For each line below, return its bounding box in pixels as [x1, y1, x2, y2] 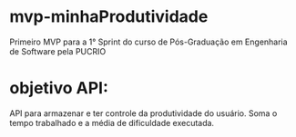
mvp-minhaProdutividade [9, 6, 209, 27]
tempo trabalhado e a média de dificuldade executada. [9, 117, 215, 128]
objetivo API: [9, 78, 109, 99]
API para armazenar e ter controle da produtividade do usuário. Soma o [9, 107, 278, 119]
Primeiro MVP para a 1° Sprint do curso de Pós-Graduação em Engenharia [9, 36, 289, 47]
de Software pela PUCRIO [9, 45, 107, 56]
